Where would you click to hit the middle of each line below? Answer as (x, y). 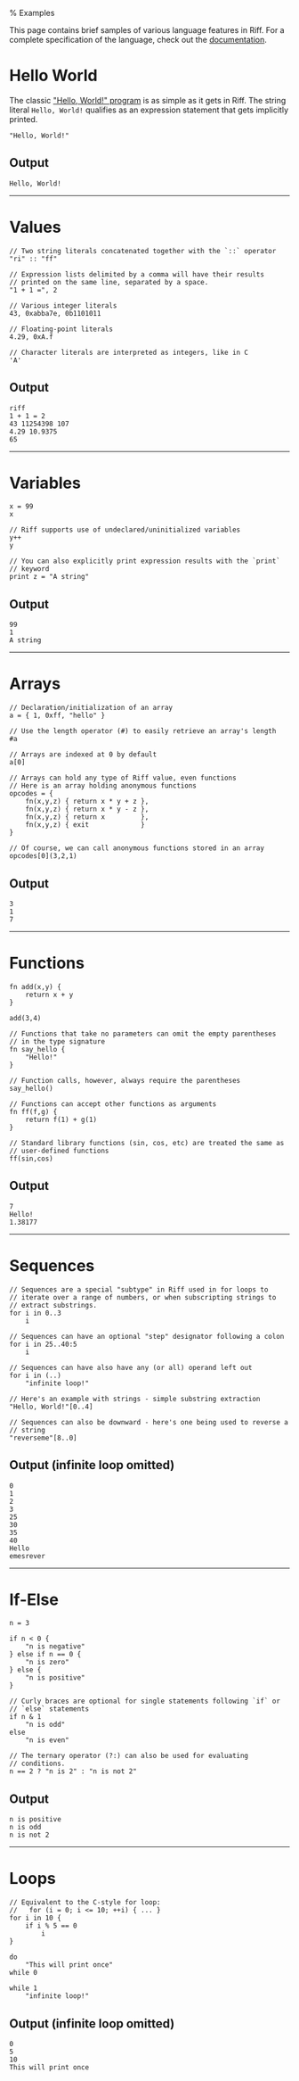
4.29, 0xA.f (31, 337)
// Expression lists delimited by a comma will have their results (137, 274)
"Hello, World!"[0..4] (51, 1407)
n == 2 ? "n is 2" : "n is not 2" (73, 1771)
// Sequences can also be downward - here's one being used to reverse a (149, 1422)
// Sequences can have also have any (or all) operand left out (131, 1367)
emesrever (28, 1556)
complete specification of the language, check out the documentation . (138, 40)
